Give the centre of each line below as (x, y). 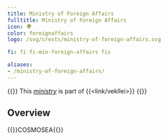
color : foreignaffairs (40, 33)
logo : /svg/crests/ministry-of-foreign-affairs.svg (84, 40)
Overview (29, 113)
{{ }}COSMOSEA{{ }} (36, 130)
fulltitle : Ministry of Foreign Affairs (67, 20)
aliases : (20, 65)
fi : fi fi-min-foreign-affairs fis (59, 52)
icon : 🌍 (19, 26)
